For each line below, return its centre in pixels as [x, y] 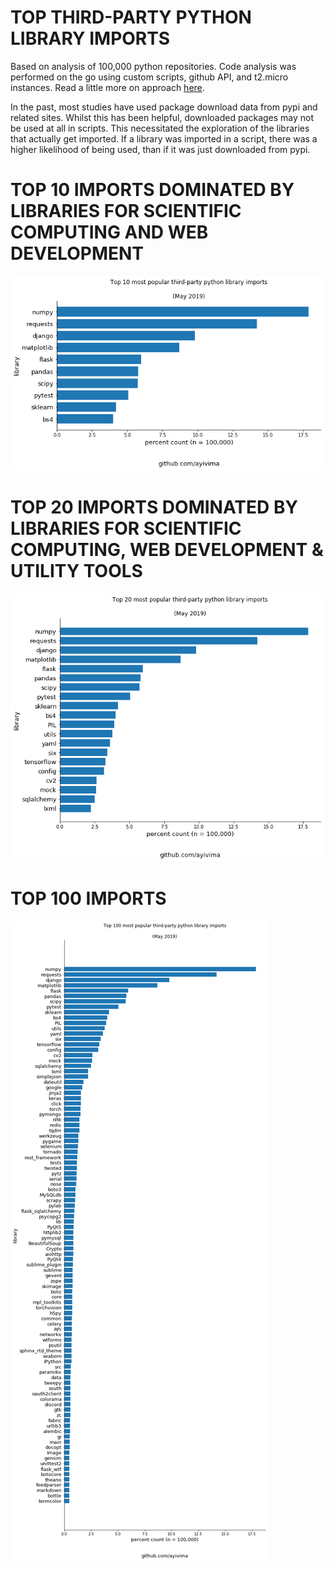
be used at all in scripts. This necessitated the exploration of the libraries [160, 128]
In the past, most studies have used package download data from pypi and [164, 107]
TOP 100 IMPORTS [88, 898]
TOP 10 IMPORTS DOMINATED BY [152, 190]
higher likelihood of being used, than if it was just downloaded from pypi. [160, 149]
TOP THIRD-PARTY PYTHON [131, 17]
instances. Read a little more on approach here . [107, 87]
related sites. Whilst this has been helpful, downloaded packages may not [162, 117]
